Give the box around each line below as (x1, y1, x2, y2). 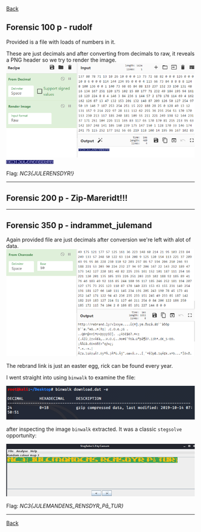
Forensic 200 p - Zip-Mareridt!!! (6, 193, 128, 203)
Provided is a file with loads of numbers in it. (6, 38, 115, 46)
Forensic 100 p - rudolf (6, 22, 93, 32)
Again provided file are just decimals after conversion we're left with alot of (6, 236, 191, 243)
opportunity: (6, 432, 37, 439)
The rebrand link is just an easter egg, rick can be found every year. (6, 362, 173, 369)
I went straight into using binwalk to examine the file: (6, 374, 136, 381)
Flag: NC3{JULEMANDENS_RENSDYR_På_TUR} (6, 503, 124, 510)
